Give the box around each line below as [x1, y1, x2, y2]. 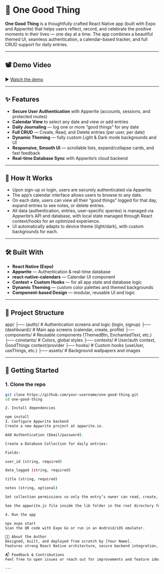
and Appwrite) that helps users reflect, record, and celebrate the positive [5, 26, 152, 31]
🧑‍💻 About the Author [5, 534, 47, 539]
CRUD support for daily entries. [5, 41, 68, 47]
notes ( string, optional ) [5, 486, 58, 491]
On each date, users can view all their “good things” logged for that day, [12, 197, 158, 203]
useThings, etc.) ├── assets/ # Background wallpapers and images [5, 348, 141, 353]
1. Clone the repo [5, 381, 46, 388]
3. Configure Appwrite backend [5, 419, 69, 424]
